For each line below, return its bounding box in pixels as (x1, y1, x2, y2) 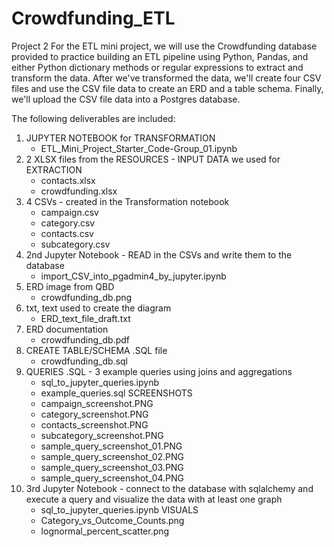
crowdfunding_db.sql (40, 355, 129, 367)
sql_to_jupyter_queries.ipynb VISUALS (40, 503, 199, 516)
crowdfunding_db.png (40, 291, 133, 303)
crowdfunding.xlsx (40, 185, 118, 197)
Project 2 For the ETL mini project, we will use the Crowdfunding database (11, 40, 318, 52)
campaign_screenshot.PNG (40, 397, 154, 409)
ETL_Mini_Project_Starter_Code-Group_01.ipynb (40, 142, 238, 154)
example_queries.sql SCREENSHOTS (40, 387, 193, 399)
